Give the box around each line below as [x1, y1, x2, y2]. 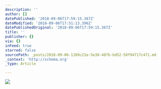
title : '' [5, 30, 25, 35]
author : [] [5, 12, 27, 17]
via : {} [5, 39, 21, 44]
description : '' [5, 7, 38, 12]
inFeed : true [5, 43, 32, 48]
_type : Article [5, 61, 36, 66]
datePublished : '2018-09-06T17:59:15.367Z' [5, 16, 95, 21]
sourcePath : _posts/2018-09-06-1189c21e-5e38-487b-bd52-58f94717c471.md [5, 52, 157, 57]
